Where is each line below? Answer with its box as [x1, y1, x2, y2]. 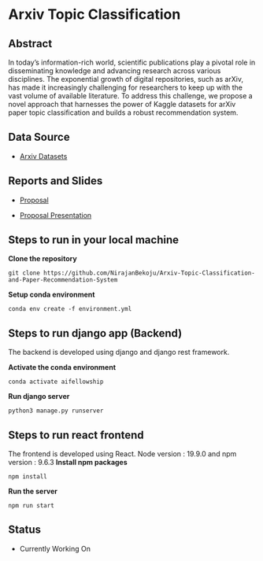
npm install [8, 473, 47, 481]
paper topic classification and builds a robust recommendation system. [8, 108, 239, 117]
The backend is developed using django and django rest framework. [8, 348, 230, 357]
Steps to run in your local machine [8, 234, 180, 247]
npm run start [8, 502, 55, 510]
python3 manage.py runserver [8, 407, 104, 415]
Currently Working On [19, 544, 91, 553]
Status [8, 523, 42, 537]
